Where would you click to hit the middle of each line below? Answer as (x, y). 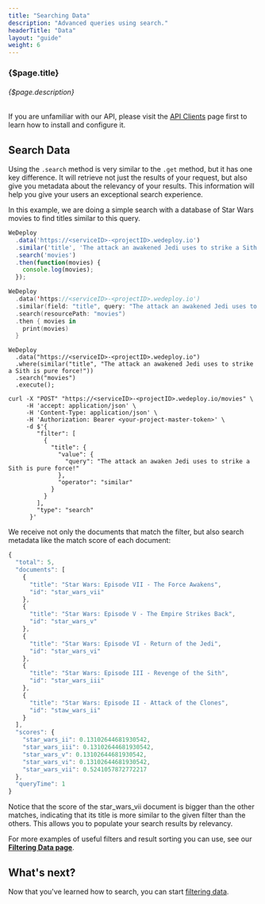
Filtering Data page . (41, 848)
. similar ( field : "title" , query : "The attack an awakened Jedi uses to (136, 306)
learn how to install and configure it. (67, 125)
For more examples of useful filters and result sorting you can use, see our (130, 839)
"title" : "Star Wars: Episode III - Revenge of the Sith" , (129, 673)
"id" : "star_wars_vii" (67, 592)
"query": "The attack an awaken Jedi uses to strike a (157, 462)
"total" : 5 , (35, 563)
